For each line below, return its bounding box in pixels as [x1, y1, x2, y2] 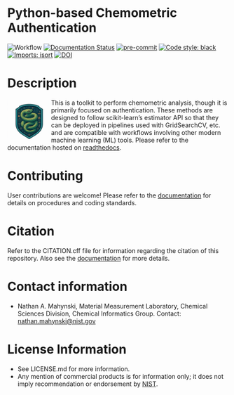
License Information [7, 341, 127, 357]
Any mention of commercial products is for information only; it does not [17, 372, 224, 380]
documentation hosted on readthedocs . [7, 143, 122, 152]
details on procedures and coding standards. [7, 198, 137, 207]
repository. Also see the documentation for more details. [7, 254, 170, 262]
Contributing [7, 168, 83, 184]
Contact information [7, 278, 128, 294]
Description [7, 75, 77, 91]
